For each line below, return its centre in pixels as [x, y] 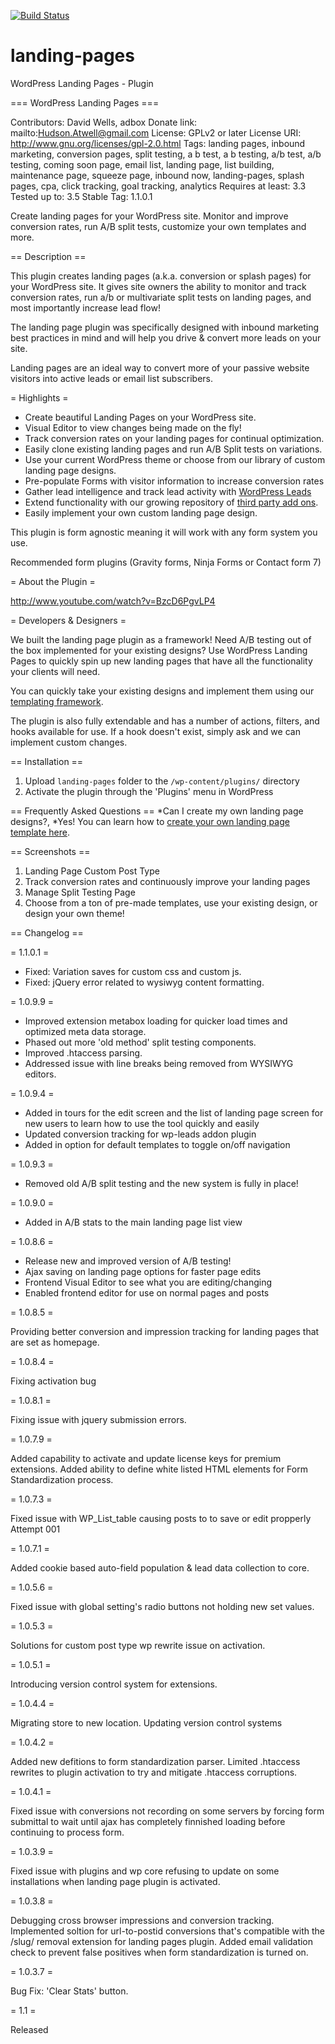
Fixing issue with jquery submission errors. [98, 1419]
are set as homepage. [55, 1342]
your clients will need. [55, 671]
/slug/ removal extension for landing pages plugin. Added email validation [162, 1941]
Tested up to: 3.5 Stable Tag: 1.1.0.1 [81, 196]
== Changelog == [47, 932]
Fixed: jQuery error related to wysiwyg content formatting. [144, 982]
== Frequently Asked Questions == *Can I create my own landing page [157, 811]
